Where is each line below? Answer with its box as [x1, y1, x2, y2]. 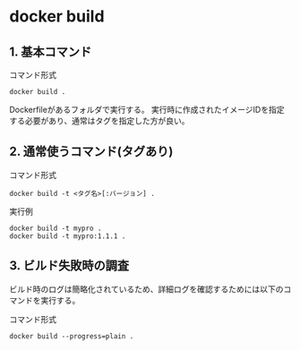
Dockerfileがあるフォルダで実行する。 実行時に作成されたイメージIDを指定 [9, 105, 285, 115]
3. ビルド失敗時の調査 [9, 258, 130, 274]
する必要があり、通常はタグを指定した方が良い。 [9, 115, 190, 126]
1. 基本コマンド [9, 44, 92, 59]
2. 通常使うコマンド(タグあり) [9, 144, 174, 159]
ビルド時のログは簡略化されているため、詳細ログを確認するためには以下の [9, 284, 284, 295]
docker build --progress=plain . [9, 331, 134, 341]
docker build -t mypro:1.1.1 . [9, 231, 126, 241]
